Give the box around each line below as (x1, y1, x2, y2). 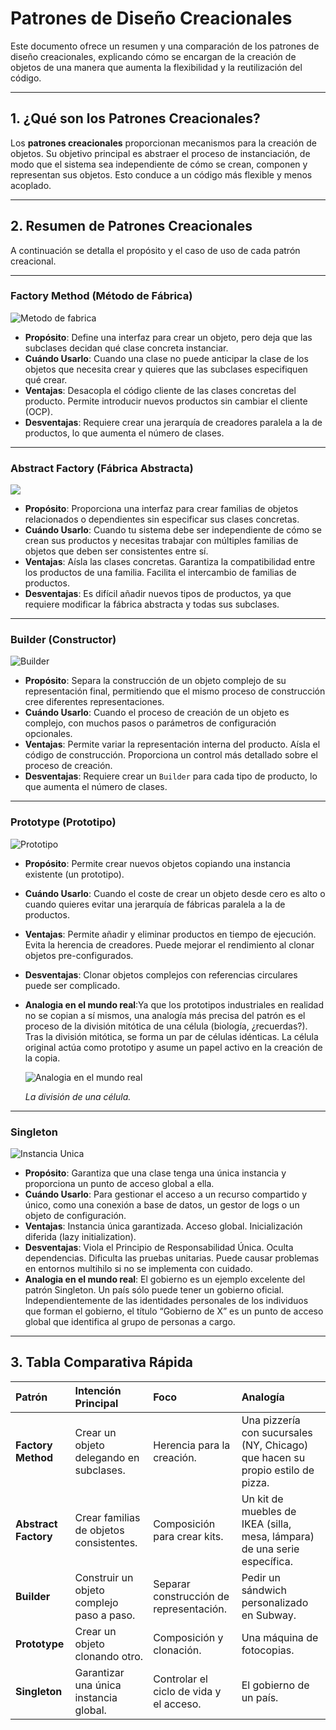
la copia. (24, 1052, 61, 1064)
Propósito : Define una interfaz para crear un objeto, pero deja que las (24, 331, 313, 343)
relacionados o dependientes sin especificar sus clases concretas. (24, 513, 300, 526)
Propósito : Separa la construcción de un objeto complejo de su (24, 675, 287, 687)
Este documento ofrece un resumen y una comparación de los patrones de (10, 40, 320, 52)
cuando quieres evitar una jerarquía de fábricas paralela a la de (24, 898, 286, 910)
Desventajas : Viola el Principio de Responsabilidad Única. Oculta (24, 1242, 294, 1254)
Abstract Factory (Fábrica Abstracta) (10, 461, 194, 475)
